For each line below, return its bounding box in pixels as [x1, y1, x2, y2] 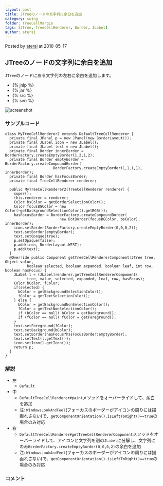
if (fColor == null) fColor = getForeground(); [18, 315, 117, 320]
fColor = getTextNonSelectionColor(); [18, 307, 97, 311]
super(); [14, 191, 32, 196]
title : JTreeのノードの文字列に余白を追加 [5, 12, 82, 17]
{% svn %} [12, 97, 34, 103]
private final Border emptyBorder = [9, 157, 84, 162]
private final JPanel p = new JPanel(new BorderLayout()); [9, 136, 132, 141]
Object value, [5, 259, 34, 265]
